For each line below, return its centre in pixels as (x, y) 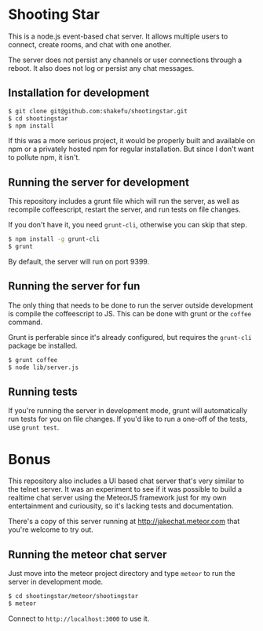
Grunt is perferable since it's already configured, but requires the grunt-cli (130, 337)
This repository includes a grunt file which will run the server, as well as (124, 201)
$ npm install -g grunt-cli (54, 239)
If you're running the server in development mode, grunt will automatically (128, 411)
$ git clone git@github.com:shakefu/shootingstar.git (98, 111)
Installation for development (79, 93)
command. (26, 322)
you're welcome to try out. (51, 530)
